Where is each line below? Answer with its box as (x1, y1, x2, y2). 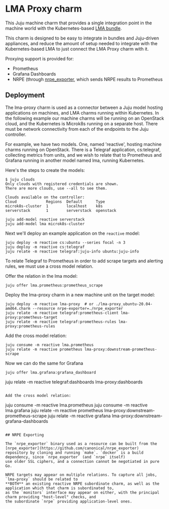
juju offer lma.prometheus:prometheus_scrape (5, 282, 103, 288)
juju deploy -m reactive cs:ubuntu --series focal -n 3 (5, 240, 125, 245)
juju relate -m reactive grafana (48, 413, 111, 419)
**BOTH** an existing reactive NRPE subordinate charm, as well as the (5, 481, 159, 486)
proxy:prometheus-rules (5, 323, 56, 329)
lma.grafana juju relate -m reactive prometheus (5, 407, 104, 413)
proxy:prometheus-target (5, 315, 58, 320)
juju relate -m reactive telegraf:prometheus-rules (5, 319, 116, 324)
